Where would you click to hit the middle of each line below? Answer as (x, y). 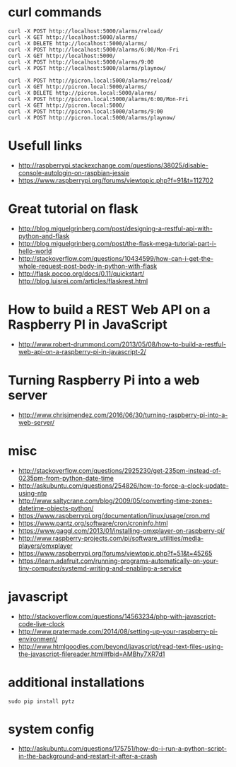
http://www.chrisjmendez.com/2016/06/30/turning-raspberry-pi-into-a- (123, 415)
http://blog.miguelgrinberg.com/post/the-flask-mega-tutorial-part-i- (117, 243)
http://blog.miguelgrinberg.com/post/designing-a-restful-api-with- (115, 228)
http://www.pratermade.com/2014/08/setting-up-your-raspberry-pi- (118, 631)
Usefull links (45, 146)
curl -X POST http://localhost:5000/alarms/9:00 (81, 62)
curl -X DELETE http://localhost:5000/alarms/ (78, 43)
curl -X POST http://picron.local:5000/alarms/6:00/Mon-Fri (99, 99)
